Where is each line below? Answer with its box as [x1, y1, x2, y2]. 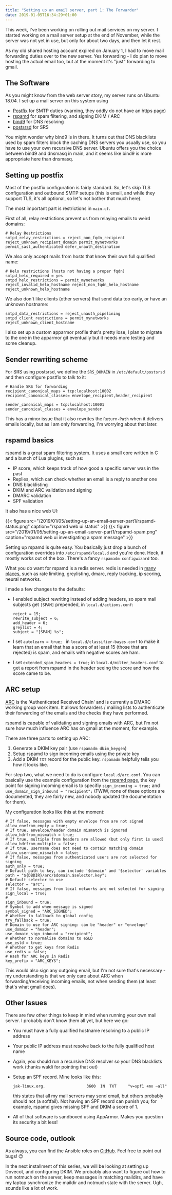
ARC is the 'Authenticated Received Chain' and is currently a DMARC [5, 699, 151, 705]
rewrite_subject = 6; [12, 616, 59, 621]
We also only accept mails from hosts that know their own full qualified [5, 253, 155, 260]
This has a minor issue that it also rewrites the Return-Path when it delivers [5, 415, 164, 422]
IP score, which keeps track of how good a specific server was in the [12, 465, 159, 471]
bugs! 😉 [5, 1153, 24, 1160]
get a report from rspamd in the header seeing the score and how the [12, 665, 160, 671]
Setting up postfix [5, 171, 64, 180]
